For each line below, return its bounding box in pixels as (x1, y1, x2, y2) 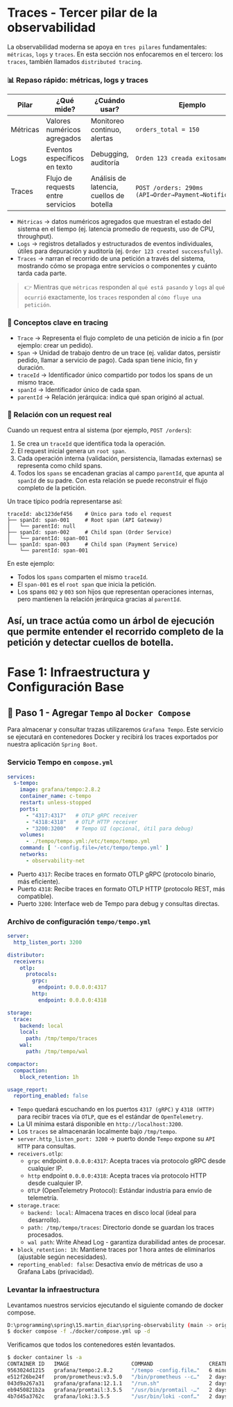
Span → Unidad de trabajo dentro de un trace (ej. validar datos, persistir (17, 348, 221, 357)
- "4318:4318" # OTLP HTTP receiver (25, 818, 138, 825)
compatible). (17, 892, 54, 900)
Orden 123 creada (135, 154, 193, 163)
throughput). (17, 232, 53, 241)
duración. (17, 363, 45, 371)
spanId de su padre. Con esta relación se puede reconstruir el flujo (17, 476, 208, 485)
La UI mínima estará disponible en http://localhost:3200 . (17, 1120, 183, 1128)
